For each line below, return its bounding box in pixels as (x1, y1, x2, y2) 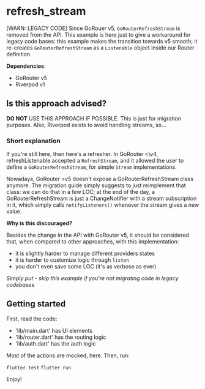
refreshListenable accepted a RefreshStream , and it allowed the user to (6, 157, 184, 165)
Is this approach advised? (6, 98, 107, 109)
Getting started (6, 298, 66, 309)
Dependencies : (6, 62, 46, 70)
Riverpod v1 (15, 81, 45, 88)
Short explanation (6, 136, 61, 145)
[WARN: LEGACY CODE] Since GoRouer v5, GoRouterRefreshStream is (6, 24, 181, 32)
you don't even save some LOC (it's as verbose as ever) (15, 263, 157, 270)
